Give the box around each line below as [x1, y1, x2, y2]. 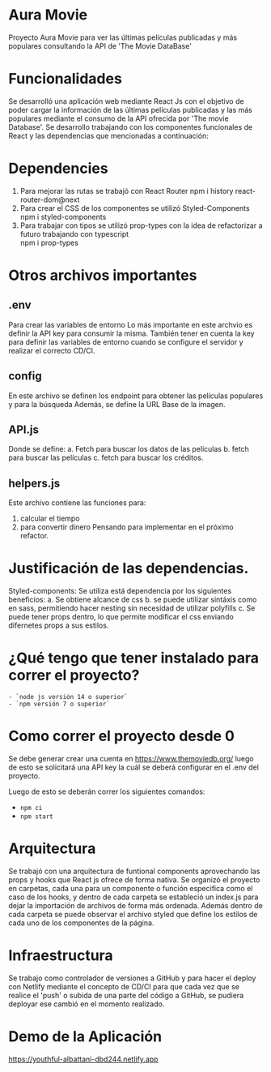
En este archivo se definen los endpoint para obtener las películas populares [8, 391, 264, 401]
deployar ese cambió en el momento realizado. [8, 999, 165, 1009]
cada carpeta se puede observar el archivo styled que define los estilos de [8, 910, 258, 919]
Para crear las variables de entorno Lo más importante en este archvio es [8, 319, 253, 329]
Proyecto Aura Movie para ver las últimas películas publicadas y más [8, 32, 237, 42]
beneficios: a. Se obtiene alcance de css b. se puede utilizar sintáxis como [8, 594, 257, 605]
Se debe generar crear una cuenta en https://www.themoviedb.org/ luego [8, 754, 255, 764]
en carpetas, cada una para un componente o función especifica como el [8, 884, 253, 893]
